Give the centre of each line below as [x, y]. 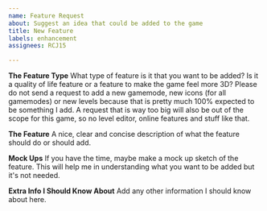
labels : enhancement [43, 38]
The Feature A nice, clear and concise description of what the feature [124, 134]
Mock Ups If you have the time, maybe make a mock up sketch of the [123, 159]
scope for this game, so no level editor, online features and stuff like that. [129, 118]
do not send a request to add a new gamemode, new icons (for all [117, 93]
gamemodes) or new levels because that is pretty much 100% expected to [131, 101]
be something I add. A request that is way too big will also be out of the [126, 110]
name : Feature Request [46, 16]
